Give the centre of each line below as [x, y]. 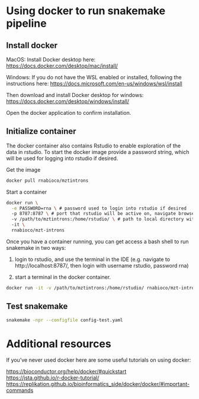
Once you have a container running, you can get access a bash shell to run [97, 242]
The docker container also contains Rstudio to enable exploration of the [94, 146]
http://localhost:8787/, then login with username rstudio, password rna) [102, 265]
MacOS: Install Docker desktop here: [51, 59]
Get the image [23, 169]
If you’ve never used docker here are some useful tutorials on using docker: [99, 360]
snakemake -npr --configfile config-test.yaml [65, 320]
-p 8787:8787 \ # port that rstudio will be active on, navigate [94, 214]
